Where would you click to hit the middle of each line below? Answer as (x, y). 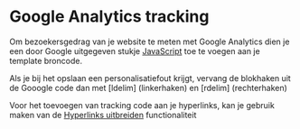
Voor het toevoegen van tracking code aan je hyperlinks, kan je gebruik (142, 105)
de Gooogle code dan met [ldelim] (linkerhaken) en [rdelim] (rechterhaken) (148, 88)
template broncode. (46, 60)
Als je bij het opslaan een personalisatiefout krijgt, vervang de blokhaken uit (150, 78)
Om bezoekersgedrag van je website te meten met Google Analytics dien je (150, 41)
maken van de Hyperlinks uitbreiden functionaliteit (103, 115)
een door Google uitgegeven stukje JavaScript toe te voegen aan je (135, 51)
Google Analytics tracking (109, 17)
